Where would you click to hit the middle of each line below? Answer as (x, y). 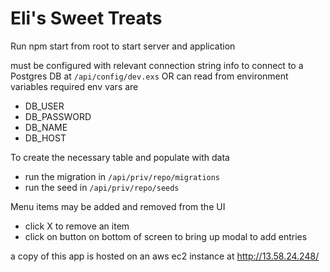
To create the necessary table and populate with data (120, 157)
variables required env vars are (74, 86)
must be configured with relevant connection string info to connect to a (157, 65)
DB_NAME (46, 127)
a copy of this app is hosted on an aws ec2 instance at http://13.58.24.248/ (165, 256)
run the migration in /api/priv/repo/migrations (122, 176)
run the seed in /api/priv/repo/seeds (102, 187)
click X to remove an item (77, 226)
